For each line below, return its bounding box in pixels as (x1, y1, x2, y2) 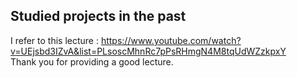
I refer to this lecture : (10, 34, 99, 46)
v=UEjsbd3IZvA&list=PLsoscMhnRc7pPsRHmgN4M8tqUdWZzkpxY (10, 45, 287, 57)
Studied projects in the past (10, 8, 187, 25)
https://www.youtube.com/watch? (100, 34, 242, 46)
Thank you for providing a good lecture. (10, 55, 174, 68)
